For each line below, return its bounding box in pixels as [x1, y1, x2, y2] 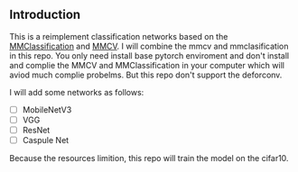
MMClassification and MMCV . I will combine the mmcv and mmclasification [9, 41, 289, 51]
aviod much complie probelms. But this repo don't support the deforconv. [9, 69, 283, 80]
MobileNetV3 [22, 104, 72, 115]
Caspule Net [22, 135, 70, 145]
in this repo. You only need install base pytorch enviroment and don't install [9, 50, 290, 61]
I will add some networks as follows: [9, 86, 144, 97]
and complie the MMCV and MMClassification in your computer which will [9, 59, 284, 70]
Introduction [9, 7, 81, 23]
